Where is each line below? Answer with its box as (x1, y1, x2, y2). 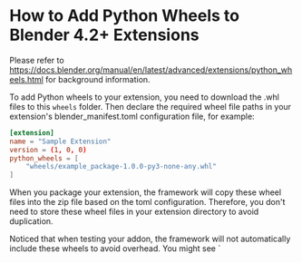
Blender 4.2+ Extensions (9, 24, 200, 45)
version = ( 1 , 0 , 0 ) (9, 145, 88, 154)
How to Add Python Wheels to (9, 5, 240, 26)
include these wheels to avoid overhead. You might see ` (9, 243, 221, 254)
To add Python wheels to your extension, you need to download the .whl (9, 92, 279, 102)
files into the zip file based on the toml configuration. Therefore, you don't (9, 197, 286, 208)
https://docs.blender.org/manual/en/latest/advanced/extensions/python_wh (9, 64, 293, 75)
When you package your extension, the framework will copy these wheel (9, 187, 282, 198)
